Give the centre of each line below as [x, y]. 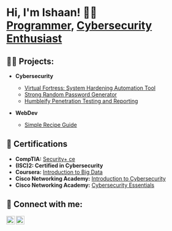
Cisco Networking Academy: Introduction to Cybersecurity [91, 178]
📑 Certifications [37, 144]
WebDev [26, 113]
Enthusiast [34, 39]
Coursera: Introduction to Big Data [59, 172]
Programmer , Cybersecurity [79, 25]
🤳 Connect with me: [44, 204]
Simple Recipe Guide [51, 125]
